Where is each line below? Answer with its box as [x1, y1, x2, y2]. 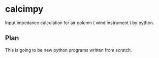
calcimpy [5, 3, 44, 15]
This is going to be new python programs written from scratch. [5, 47, 132, 53]
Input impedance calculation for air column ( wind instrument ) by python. [5, 20, 154, 26]
